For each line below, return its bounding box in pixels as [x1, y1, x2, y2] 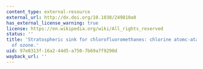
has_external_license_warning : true [6, 20, 98, 26]
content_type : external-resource [6, 8, 91, 15]
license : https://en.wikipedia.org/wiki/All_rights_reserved [6, 25, 164, 32]
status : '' [6, 31, 34, 37]
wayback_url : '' [6, 53, 47, 59]
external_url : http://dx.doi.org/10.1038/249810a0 [6, 14, 137, 20]
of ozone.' [11, 43, 39, 49]
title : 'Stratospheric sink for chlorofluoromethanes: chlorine [6, 37, 172, 43]
